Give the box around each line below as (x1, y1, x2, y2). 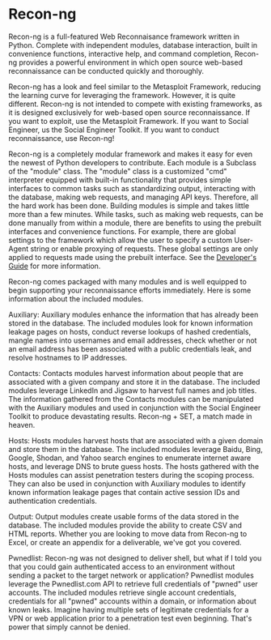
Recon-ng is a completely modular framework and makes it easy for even (8, 149, 253, 159)
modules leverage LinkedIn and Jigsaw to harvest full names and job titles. (8, 386, 257, 395)
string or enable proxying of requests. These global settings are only (30, 244, 259, 254)
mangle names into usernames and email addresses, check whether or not (8, 335, 257, 345)
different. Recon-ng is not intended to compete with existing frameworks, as (8, 99, 263, 109)
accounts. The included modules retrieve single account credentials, (8, 587, 237, 597)
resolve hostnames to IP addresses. (8, 352, 128, 362)
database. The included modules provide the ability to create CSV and (8, 520, 243, 530)
